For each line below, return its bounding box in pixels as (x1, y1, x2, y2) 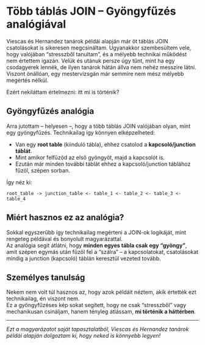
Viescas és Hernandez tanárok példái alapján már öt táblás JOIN (6, 37, 168, 45)
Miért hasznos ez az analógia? (6, 212, 124, 223)
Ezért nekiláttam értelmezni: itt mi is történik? (6, 88, 120, 95)
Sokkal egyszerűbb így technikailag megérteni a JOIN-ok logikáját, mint (6, 228, 187, 236)
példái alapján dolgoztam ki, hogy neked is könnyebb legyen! (6, 332, 161, 339)
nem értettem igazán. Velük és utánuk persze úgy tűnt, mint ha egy (6, 57, 175, 64)
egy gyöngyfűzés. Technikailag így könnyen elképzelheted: (6, 128, 156, 136)
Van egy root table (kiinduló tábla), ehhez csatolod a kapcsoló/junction (15, 141, 196, 148)
